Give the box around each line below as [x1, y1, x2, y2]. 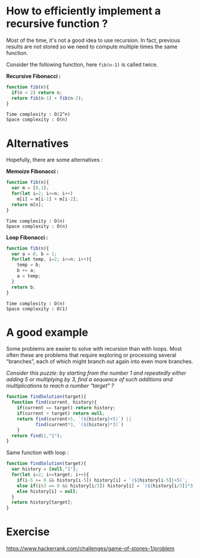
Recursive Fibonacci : [6, 72, 61, 79]
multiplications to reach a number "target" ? [6, 382, 114, 390]
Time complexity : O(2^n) [6, 112, 70, 118]
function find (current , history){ [11, 399, 97, 406]
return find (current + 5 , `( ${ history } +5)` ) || [17, 416, 132, 422]
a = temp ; [17, 273, 42, 279]
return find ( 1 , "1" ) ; [11, 433, 62, 439]
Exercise [6, 525, 50, 539]
